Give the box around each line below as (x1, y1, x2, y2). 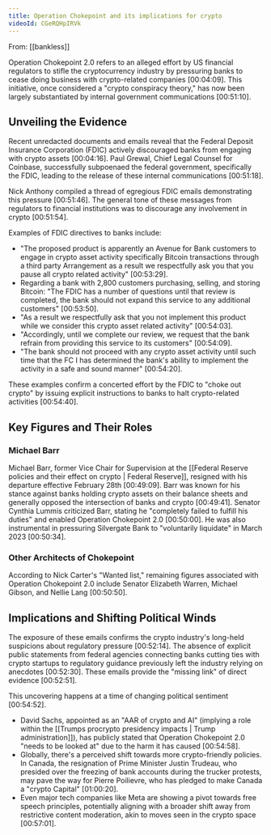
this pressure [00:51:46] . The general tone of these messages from (8, 195, 232, 205)
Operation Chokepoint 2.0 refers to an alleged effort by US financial (8, 57, 234, 67)
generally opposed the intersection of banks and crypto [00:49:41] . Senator (8, 498, 260, 507)
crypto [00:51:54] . (8, 212, 69, 223)
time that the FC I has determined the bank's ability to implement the (19, 355, 249, 365)
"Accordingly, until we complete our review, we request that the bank (19, 329, 250, 340)
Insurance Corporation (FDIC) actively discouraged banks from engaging (8, 145, 252, 155)
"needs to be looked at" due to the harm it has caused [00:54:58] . (19, 741, 240, 751)
